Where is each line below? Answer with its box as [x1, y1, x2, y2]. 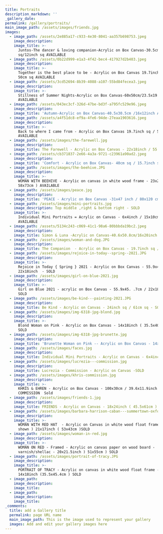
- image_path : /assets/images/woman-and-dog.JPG [9, 237, 110, 242]
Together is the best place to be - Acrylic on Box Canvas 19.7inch [17, 70, 160, 75]
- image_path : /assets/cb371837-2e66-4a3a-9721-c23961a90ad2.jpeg [9, 151, 147, 156]
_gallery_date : [5, 16, 36, 21]
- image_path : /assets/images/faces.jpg [9, 346, 92, 350]
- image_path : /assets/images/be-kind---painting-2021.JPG [9, 296, 131, 301]
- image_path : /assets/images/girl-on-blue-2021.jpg [9, 273, 118, 278]
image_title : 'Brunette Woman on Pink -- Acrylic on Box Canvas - [14, 341, 151, 346]
